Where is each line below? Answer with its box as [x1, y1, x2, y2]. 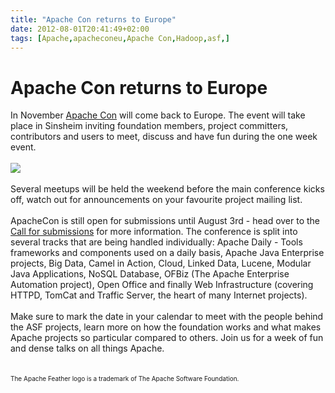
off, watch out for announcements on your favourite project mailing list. [10, 194, 303, 206]
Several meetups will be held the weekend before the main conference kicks [10, 183, 325, 195]
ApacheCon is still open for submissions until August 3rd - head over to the [10, 215, 321, 227]
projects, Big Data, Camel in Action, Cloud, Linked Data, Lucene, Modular [10, 257, 312, 270]
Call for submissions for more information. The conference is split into [10, 226, 298, 238]
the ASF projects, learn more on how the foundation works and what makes [10, 321, 322, 333]
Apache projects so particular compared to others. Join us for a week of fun [10, 332, 324, 344]
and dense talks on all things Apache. [10, 342, 165, 355]
